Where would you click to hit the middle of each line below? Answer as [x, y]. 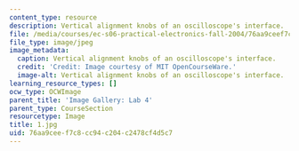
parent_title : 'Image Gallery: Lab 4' [81, 100]
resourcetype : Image [48, 116]
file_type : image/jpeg [51, 42]
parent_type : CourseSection [61, 108]
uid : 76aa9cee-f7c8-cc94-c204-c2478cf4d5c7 [91, 133]
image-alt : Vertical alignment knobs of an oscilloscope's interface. [151, 75]
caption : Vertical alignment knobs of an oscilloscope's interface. [147, 59]
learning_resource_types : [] [63, 83]
